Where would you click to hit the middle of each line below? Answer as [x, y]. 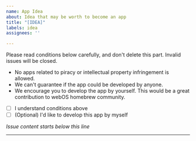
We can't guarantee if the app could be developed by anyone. [89, 84]
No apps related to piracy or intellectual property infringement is [92, 72]
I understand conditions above [51, 108]
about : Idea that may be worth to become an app [66, 17]
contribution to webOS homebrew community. [70, 97]
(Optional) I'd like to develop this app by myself [71, 115]
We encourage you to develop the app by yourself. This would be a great [102, 91]
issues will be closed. [32, 61]
